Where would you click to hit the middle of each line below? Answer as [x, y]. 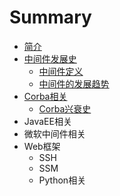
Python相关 [62, 180]
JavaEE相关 [47, 121]
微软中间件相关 [54, 133]
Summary [50, 17]
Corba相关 [45, 96]
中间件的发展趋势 [74, 83]
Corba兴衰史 [65, 108]
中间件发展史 [50, 58]
